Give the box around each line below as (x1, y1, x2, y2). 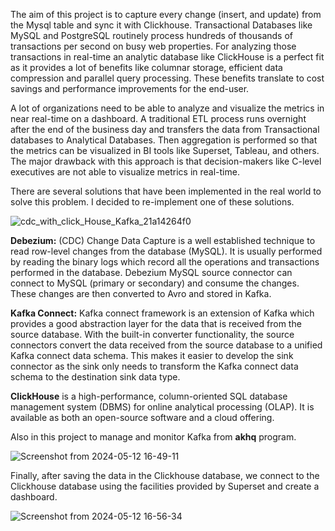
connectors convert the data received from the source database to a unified (10, 339, 323, 351)
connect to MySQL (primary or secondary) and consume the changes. (10, 277, 300, 289)
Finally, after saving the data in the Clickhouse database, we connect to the (10, 470, 320, 481)
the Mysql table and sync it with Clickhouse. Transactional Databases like (10, 19, 313, 31)
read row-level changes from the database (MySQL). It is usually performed (10, 245, 323, 257)
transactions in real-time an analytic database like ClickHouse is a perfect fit (10, 51, 325, 63)
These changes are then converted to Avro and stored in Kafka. (10, 288, 272, 299)
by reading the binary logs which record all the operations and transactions (10, 256, 320, 268)
